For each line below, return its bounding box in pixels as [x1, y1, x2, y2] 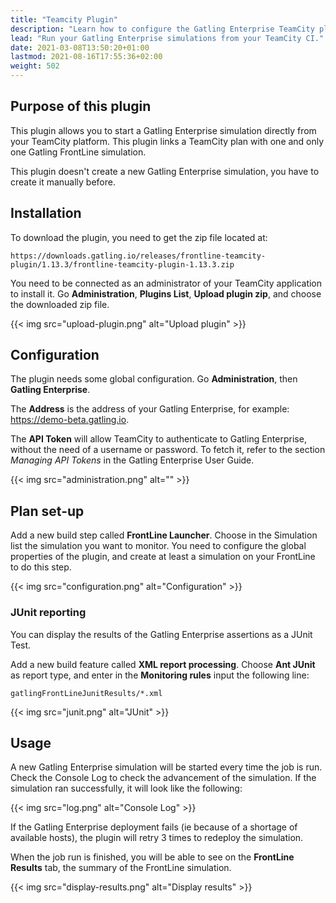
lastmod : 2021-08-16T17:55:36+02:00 [10, 52, 163, 62]
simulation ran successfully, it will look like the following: [10, 782, 243, 795]
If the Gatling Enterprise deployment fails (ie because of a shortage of [10, 821, 298, 833]
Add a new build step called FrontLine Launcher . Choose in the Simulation [10, 529, 318, 541]
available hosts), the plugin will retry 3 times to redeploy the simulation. [10, 832, 304, 844]
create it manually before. [10, 176, 116, 188]
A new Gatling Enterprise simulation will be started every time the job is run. [10, 761, 323, 773]
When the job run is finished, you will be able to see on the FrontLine [10, 851, 295, 863]
